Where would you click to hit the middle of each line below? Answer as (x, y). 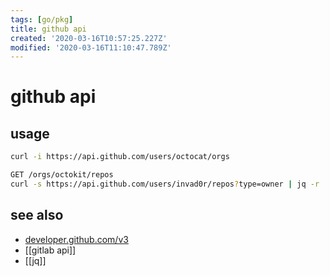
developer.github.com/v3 (76, 239)
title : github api (48, 29)
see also (37, 215)
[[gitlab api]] (50, 250)
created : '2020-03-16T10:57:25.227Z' (89, 38)
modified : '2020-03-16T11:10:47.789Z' (91, 47)
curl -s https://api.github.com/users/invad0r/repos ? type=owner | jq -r (165, 184)
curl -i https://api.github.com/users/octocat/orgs (120, 157)
